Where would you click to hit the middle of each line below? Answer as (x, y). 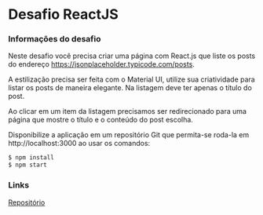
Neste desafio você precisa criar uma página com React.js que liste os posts (132, 56)
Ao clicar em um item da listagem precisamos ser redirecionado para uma (128, 111)
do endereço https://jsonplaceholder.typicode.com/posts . (101, 64)
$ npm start (27, 165)
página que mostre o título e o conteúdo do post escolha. (101, 120)
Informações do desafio (55, 39)
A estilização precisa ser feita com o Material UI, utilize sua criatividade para (131, 79)
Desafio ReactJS (64, 15)
